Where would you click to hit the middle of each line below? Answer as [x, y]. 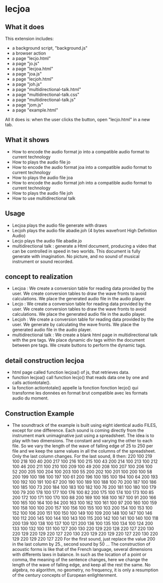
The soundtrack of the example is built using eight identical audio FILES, [84, 425]
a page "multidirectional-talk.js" [44, 100]
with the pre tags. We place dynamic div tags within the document [78, 340]
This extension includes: [29, 38]
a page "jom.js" [27, 105]
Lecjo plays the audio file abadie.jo [47, 241]
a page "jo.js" [26, 64]
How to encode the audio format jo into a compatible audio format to [81, 151]
